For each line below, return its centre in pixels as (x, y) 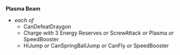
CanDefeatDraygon (47, 27)
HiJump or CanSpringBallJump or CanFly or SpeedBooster (96, 45)
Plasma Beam (23, 9)
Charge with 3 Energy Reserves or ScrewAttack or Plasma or (98, 33)
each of (24, 20)
